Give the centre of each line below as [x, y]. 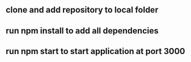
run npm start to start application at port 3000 [95, 51]
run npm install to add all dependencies [82, 31]
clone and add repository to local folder [82, 10]
